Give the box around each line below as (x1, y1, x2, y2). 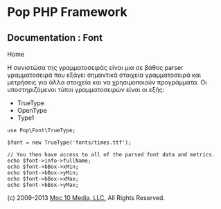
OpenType (17, 107, 47, 114)
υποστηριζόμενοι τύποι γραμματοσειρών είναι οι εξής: (7, 86, 165, 93)
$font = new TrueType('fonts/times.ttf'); (7, 139, 132, 146)
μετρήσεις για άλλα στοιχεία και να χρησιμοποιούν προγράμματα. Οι (7, 78, 207, 87)
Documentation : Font (7, 32, 103, 44)
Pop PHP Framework (7, 4, 127, 20)
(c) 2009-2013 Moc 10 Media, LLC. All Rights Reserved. (7, 194, 165, 201)
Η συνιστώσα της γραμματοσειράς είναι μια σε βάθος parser (7, 64, 184, 71)
